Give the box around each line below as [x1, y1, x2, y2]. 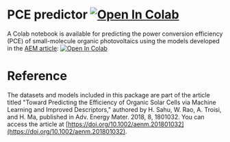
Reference [7, 69, 67, 84]
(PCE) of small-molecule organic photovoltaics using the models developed [7, 36, 220, 45]
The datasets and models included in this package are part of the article [7, 91, 210, 99]
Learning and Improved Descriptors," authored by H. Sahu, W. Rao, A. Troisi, [7, 105, 222, 113]
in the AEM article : [7, 44, 60, 52]
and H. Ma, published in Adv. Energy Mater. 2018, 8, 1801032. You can [7, 113, 205, 121]
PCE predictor [7, 7, 88, 23]
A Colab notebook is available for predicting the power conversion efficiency [7, 29, 223, 38]
